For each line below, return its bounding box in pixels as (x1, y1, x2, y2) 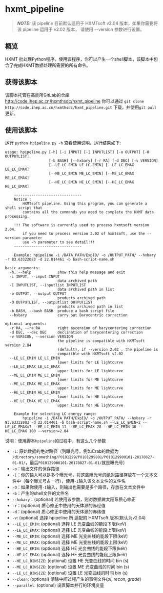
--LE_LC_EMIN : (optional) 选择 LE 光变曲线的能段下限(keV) (12, 521, 127, 527)
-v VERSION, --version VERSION (9, 335, 73, 339)
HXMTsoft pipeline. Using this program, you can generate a (22, 201, 147, 206)
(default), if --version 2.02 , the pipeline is (57, 347, 159, 352)
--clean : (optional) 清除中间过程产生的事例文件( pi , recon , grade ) (12, 576, 142, 582)
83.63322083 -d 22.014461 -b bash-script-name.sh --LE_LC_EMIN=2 (5, 420, 141, 425)
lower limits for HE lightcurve (57, 394, 123, 399)
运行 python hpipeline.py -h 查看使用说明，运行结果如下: (5, 140, 121, 146)
